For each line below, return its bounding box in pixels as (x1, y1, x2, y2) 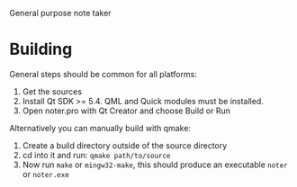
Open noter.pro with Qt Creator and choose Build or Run (22, 105, 231, 116)
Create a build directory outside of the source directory (22, 139, 228, 151)
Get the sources (22, 85, 83, 97)
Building (9, 40, 73, 59)
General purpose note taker (9, 8, 112, 18)
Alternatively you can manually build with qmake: (9, 122, 192, 133)
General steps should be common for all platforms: (9, 68, 198, 79)
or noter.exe (22, 168, 69, 179)
